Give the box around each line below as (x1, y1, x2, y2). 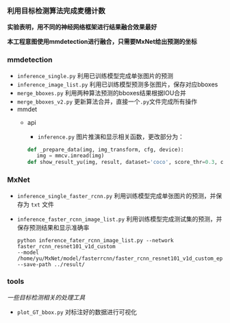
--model (16, 249, 39, 256)
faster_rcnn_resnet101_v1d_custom (16, 243, 116, 250)
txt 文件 (30, 200, 55, 208)
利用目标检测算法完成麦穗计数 (7, 5, 106, 15)
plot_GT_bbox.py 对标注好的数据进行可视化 (16, 307, 138, 316)
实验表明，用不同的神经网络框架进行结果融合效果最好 (7, 23, 157, 32)
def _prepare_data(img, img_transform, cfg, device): (27, 146, 184, 153)
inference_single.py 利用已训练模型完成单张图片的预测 (16, 71, 173, 80)
